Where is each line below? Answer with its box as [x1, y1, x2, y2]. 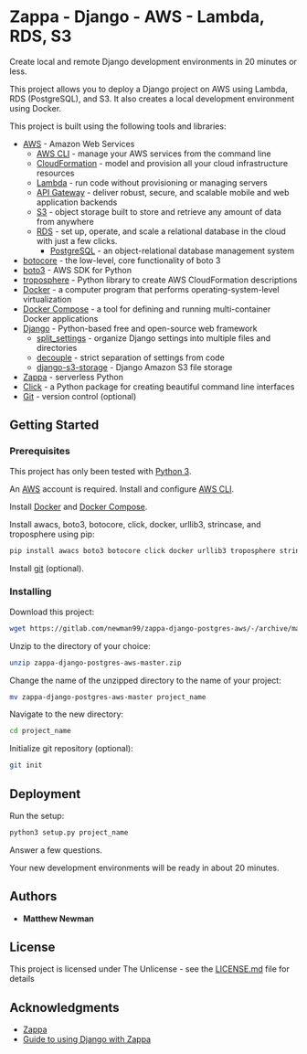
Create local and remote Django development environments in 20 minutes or [9, 56, 297, 67]
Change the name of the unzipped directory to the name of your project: [9, 675, 281, 686]
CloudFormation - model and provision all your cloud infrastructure [36, 157, 289, 168]
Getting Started [9, 418, 100, 433]
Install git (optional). [9, 562, 85, 573]
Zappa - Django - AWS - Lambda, [9, 6, 265, 27]
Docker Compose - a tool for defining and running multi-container [22, 303, 271, 314]
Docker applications [22, 313, 99, 324]
